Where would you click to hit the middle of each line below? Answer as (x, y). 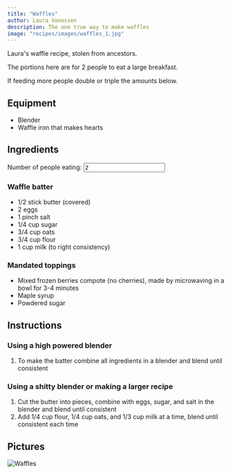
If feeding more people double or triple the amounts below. (93, 81)
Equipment (32, 103)
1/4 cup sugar (37, 225)
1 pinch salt (34, 217)
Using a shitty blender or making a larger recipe (90, 387)
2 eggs (28, 209)
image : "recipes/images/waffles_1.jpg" (66, 34)
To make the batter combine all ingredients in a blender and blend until (120, 361)
